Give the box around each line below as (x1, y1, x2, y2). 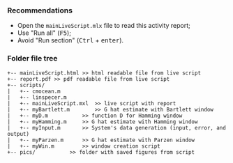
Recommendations (7, 6, 73, 15)
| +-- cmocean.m (7, 88, 61, 95)
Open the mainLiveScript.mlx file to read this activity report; (17, 22, 190, 30)
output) (7, 130, 30, 137)
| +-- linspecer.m (7, 93, 68, 101)
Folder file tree (7, 54, 58, 63)
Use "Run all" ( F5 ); (17, 29, 72, 37)
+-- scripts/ (7, 81, 45, 88)
